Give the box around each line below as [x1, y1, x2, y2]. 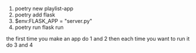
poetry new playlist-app [14, 5, 73, 12]
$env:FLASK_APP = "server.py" [14, 18, 92, 24]
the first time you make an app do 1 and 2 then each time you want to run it [6, 35, 190, 42]
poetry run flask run [14, 24, 64, 31]
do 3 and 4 [6, 41, 33, 48]
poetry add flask [14, 11, 55, 18]
